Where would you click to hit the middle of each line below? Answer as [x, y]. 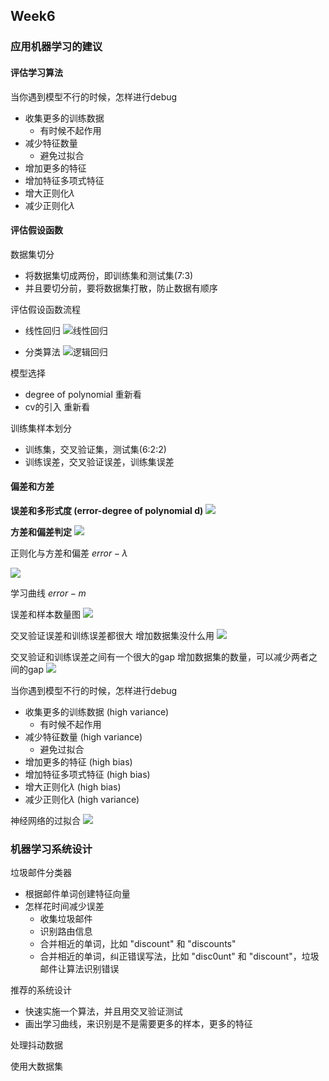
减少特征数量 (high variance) [83, 736]
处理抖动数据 [36, 1045]
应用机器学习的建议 [56, 47]
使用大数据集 [36, 1066]
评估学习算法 [36, 72]
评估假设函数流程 [45, 309]
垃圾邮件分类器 [41, 873]
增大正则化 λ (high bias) [73, 786]
